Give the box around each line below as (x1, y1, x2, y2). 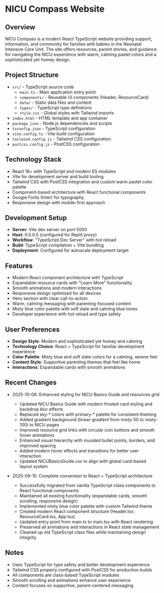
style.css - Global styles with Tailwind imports (19, 110, 114, 116)
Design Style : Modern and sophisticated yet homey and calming (12, 338, 142, 344)
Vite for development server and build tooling (12, 173, 104, 179)
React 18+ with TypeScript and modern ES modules (12, 168, 116, 174)
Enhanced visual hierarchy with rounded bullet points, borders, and (19, 437, 155, 443)
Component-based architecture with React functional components (12, 189, 146, 195)
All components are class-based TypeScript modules (12, 572, 119, 578)
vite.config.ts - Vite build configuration (12, 131, 94, 137)
